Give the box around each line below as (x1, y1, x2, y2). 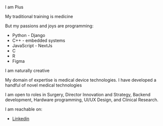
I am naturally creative (5, 68, 50, 73)
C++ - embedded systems (12, 37, 65, 43)
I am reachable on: (5, 107, 42, 112)
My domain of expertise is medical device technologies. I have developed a (5, 77, 157, 83)
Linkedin (12, 116, 30, 121)
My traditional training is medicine (5, 14, 73, 19)
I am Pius (5, 4, 23, 10)
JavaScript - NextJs (12, 43, 53, 48)
